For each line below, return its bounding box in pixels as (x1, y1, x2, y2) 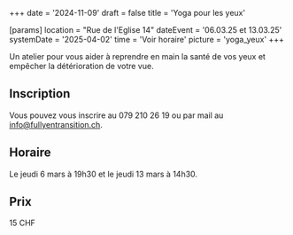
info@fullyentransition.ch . (9, 119, 104, 129)
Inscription (9, 86, 71, 101)
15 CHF (9, 217, 35, 229)
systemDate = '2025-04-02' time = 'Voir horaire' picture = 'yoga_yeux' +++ (9, 35, 285, 44)
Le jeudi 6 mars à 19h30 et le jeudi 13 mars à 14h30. (9, 168, 197, 179)
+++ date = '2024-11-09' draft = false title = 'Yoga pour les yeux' (9, 8, 246, 18)
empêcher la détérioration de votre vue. (9, 61, 154, 71)
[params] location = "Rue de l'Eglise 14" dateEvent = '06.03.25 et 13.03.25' (9, 25, 282, 35)
